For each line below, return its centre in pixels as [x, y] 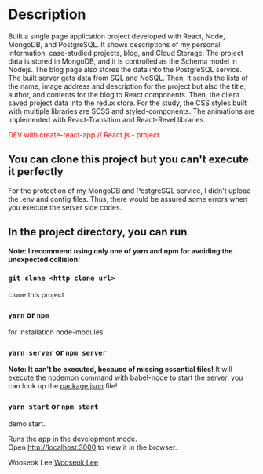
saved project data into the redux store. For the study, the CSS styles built [128, 103]
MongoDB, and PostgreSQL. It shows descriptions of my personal [114, 44]
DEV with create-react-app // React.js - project [84, 134]
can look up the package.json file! [63, 386]
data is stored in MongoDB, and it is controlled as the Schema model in [123, 61]
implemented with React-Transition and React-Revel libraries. [107, 119]
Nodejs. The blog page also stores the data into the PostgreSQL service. [125, 69]
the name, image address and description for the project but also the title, [127, 86]
